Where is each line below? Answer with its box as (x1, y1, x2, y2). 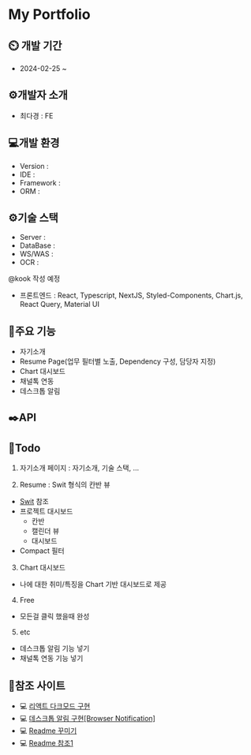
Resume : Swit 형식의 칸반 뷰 (19, 480, 111, 490)
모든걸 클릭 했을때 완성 (19, 611, 90, 621)
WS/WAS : (19, 249, 54, 259)
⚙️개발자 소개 (8, 88, 69, 102)
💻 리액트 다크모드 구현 (19, 701, 91, 711)
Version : (19, 161, 49, 170)
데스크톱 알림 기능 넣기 (19, 644, 90, 653)
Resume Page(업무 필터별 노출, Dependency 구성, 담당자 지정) (19, 357, 216, 366)
